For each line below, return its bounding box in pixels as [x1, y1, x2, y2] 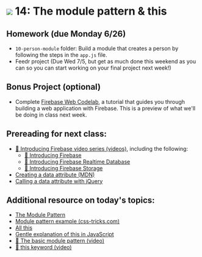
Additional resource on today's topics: [6, 195, 155, 206]
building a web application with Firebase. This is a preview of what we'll [15, 104, 196, 112]
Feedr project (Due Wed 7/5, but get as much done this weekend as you [15, 58, 197, 65]
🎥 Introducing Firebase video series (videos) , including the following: [15, 145, 188, 152]
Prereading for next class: [6, 129, 107, 139]
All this [15, 224, 32, 231]
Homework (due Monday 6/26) [6, 29, 126, 39]
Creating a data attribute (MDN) [15, 171, 95, 178]
